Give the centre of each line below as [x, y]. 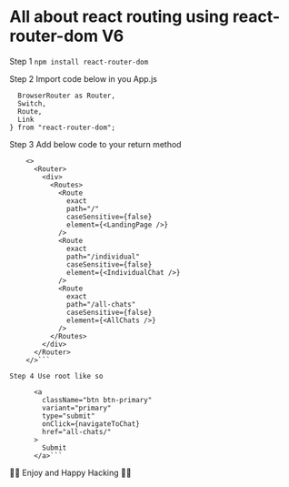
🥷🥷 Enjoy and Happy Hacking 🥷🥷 [70, 472]
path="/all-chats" [101, 304]
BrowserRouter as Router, [67, 96]
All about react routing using [120, 17]
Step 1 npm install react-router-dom [79, 61]
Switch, [32, 103]
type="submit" [69, 416]
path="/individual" [104, 257]
